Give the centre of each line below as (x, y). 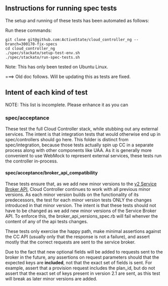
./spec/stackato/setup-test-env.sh (43, 53)
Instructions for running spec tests (61, 8)
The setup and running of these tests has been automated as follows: (77, 20)
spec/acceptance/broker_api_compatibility (51, 173)
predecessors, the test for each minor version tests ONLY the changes (79, 200)
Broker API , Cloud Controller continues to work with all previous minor (78, 189)
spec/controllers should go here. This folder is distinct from (67, 139)
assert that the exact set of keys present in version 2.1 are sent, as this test (83, 273)
